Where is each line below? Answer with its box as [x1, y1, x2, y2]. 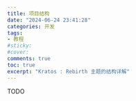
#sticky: [7, 42, 32, 49]
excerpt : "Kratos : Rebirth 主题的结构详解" [7, 68, 130, 75]
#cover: [7, 49, 30, 56]
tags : [7, 29, 23, 37]
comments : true [7, 55, 51, 62]
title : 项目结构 [7, 10, 50, 17]
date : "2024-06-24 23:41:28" [7, 17, 91, 24]
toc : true [7, 62, 36, 68]
